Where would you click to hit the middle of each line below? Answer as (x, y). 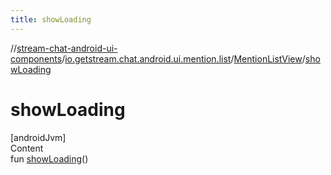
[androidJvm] (38, 137)
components (36, 58)
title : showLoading (51, 19)
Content (27, 148)
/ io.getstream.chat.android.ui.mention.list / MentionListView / (183, 58)
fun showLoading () (49, 158)
